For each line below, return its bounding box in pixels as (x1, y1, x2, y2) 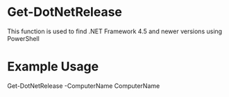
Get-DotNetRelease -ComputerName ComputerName (7, 81, 160, 90)
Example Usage (7, 59, 99, 75)
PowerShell (7, 34, 40, 42)
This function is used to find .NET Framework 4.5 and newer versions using (7, 27, 223, 35)
